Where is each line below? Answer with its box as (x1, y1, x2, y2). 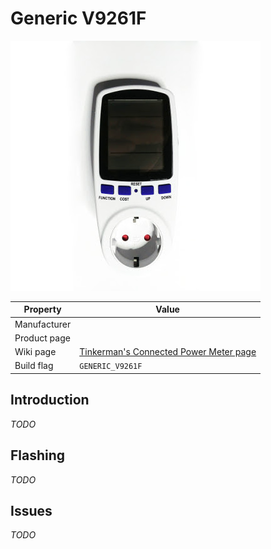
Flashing (10, 447, 66, 464)
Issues (10, 502, 53, 519)
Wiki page (14, 346, 57, 358)
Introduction (10, 392, 90, 409)
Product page (14, 332, 71, 344)
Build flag (14, 360, 54, 372)
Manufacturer (14, 318, 72, 330)
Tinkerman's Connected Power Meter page (79, 346, 257, 358)
